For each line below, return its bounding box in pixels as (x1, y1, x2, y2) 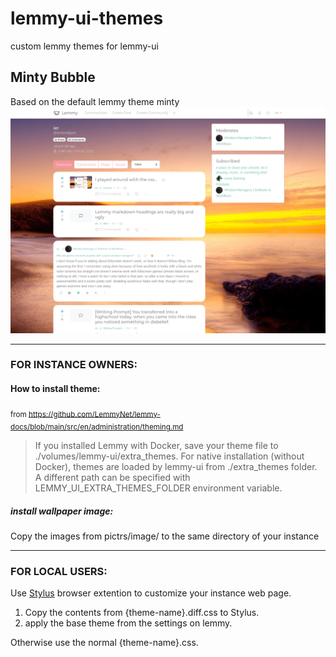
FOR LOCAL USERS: (10, 565, 108, 579)
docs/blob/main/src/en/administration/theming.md (10, 422, 184, 432)
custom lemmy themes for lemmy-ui (10, 40, 159, 52)
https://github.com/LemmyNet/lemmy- (28, 409, 161, 419)
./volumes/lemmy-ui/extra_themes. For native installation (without (34, 450, 305, 462)
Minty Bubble (10, 69, 96, 86)
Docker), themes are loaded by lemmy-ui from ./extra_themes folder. (34, 461, 318, 473)
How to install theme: (10, 383, 101, 395)
